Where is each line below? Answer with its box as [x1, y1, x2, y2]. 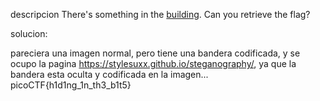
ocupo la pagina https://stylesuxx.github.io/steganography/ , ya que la [10, 58, 297, 69]
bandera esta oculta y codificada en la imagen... [10, 69, 209, 80]
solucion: [10, 28, 48, 39]
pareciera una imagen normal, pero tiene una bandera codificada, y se [10, 47, 301, 59]
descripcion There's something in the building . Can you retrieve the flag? [10, 9, 311, 20]
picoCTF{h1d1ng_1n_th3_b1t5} [10, 79, 132, 91]
